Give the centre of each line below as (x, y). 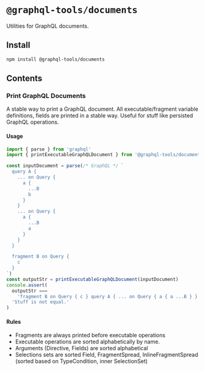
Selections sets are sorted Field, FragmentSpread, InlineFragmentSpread (106, 355)
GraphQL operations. (33, 122)
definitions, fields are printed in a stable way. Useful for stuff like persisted (100, 116)
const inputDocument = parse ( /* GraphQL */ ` (65, 166)
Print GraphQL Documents (46, 96)
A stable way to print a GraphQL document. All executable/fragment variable (102, 109)
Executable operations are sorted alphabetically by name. (88, 342)
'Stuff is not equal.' (41, 302)
